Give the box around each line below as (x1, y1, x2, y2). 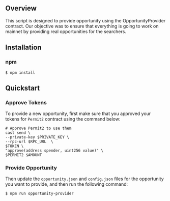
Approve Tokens (5, 99, 47, 106)
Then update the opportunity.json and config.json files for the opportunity (5, 176, 164, 182)
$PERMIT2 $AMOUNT (5, 153, 42, 158)
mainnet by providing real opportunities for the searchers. (5, 28, 126, 35)
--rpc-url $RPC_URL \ (5, 139, 53, 145)
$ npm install (5, 70, 36, 75)
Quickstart (5, 83, 40, 92)
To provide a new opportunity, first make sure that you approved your (5, 110, 151, 117)
